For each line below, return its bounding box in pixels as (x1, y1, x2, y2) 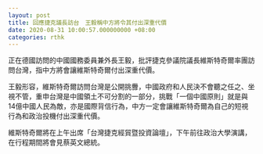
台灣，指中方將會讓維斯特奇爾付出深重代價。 (14, 66, 159, 75)
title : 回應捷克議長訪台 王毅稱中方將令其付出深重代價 (8, 19, 167, 27)
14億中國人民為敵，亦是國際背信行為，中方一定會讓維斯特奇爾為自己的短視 (8, 102, 249, 111)
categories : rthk (8, 33, 65, 41)
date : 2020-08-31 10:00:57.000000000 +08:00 (8, 26, 156, 34)
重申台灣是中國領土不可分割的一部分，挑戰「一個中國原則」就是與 (34, 91, 248, 102)
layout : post (8, 11, 51, 20)
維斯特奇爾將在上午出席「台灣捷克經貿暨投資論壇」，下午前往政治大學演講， (8, 128, 252, 138)
